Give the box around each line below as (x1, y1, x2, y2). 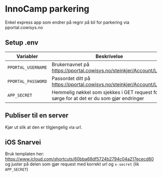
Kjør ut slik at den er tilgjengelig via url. (5, 124, 82, 130)
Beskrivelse (95, 53, 123, 59)
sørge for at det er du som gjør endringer (51, 95, 145, 102)
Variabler (16, 53, 38, 59)
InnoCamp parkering (5, 3, 90, 15)
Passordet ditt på (51, 75, 91, 82)
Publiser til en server (5, 111, 69, 119)
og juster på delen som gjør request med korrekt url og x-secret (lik (5, 161, 139, 167)
